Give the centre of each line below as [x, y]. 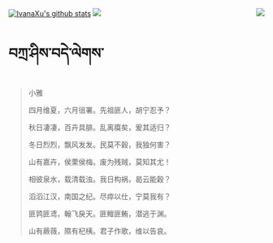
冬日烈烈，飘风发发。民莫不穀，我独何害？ [100, 144]
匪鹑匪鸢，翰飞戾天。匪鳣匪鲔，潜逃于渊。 [100, 213]
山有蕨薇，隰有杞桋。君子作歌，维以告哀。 [100, 231]
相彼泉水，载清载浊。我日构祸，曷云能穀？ [100, 179]
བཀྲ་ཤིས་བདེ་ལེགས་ [56, 54]
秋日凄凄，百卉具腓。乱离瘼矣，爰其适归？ [100, 127]
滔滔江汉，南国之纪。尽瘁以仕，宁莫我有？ [100, 196]
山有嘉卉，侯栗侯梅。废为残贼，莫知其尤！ [100, 162]
